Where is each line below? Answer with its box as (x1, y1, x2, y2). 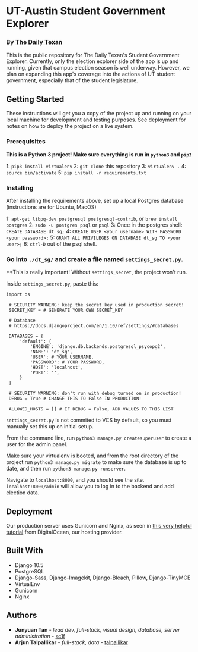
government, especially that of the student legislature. (6, 77, 138, 84)
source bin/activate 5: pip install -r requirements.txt (6, 168, 147, 176)
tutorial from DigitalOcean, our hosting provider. (6, 528, 123, 535)
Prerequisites (6, 137, 46, 146)
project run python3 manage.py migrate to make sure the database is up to (6, 459, 187, 466)
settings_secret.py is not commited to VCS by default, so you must (6, 416, 172, 424)
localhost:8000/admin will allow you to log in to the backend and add (6, 483, 174, 490)
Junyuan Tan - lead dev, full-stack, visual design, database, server (14, 626, 180, 633)
